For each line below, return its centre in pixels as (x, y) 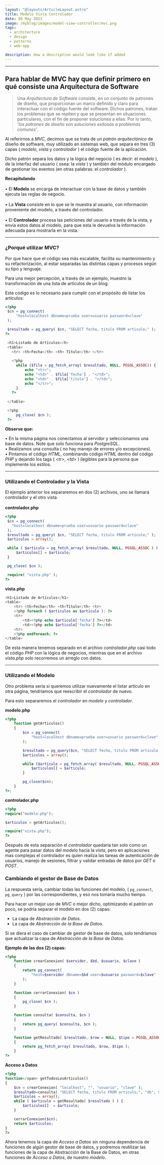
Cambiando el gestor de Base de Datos (52, 879)
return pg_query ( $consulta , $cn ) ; (60, 1024)
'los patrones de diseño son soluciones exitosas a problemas (79, 124)
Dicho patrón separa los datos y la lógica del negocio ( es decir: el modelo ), (82, 159)
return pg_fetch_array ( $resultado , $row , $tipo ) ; (76, 1047)
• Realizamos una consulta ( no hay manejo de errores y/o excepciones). (78, 449)
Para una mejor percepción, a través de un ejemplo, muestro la (68, 278)
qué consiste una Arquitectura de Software (72, 87)
